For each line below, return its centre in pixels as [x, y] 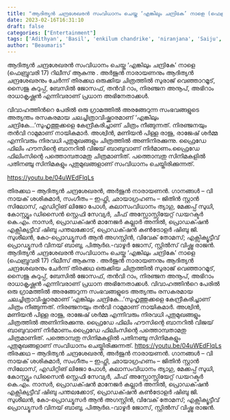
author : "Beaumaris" [37, 45]
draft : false [26, 26]
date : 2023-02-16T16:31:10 [46, 20]
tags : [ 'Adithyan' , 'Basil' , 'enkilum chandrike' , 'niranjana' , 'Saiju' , [115, 39]
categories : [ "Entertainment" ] [52, 33]
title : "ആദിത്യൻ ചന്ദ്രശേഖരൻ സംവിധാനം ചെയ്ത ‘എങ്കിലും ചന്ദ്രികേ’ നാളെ [106, 13]
